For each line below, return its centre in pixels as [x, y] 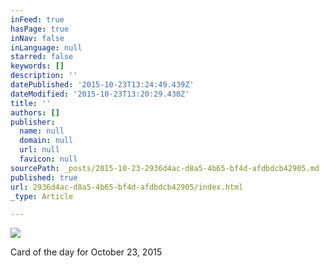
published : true [44, 177]
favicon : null [48, 159]
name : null [42, 131]
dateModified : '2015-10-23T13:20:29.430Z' [100, 94]
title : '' [31, 103]
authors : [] [35, 112]
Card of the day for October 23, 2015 [86, 252]
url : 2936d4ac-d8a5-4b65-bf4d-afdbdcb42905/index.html [127, 187]
